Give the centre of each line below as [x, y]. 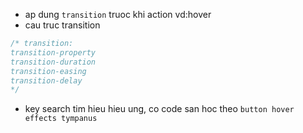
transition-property [53, 52]
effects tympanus [61, 119]
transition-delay [46, 80]
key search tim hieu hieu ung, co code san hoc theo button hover [159, 109]
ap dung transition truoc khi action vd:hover [118, 14]
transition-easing [48, 71]
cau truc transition [62, 25]
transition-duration [53, 62]
